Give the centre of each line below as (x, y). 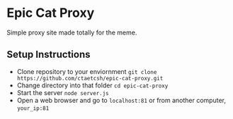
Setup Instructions (49, 55)
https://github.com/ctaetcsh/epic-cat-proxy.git (90, 78)
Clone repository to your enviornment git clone (87, 71)
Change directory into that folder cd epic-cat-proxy (92, 85)
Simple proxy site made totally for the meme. (72, 32)
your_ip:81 (33, 108)
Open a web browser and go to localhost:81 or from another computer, (121, 100)
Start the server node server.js (63, 92)
